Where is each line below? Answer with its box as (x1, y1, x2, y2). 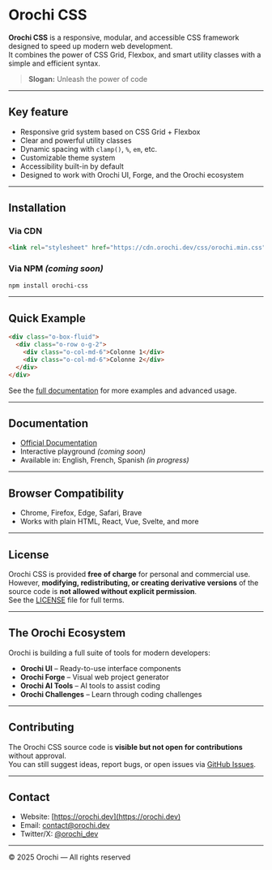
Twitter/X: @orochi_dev (19, 829, 99, 839)
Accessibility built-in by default (19, 161, 124, 171)
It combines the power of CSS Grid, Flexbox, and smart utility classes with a (8, 50, 261, 59)
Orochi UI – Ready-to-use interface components (19, 663, 181, 673)
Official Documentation (19, 438, 97, 448)
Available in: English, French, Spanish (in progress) (19, 455, 189, 465)
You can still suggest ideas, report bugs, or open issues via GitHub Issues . (8, 759, 257, 769)
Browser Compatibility (8, 486, 124, 500)
